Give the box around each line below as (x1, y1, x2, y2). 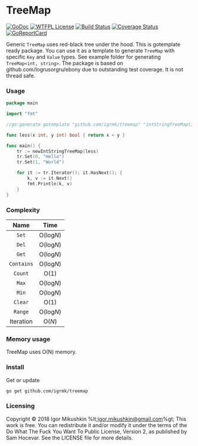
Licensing (6, 402, 35, 410)
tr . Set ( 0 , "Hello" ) (16, 154, 65, 160)
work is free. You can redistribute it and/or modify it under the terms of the (6, 421, 187, 428)
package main (6, 100, 38, 106)
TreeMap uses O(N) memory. (6, 349, 77, 356)
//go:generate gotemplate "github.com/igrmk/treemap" (6, 122, 141, 127)
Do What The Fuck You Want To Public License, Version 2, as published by (6, 428, 187, 435)
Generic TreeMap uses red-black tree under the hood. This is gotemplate (6, 41, 181, 48)
